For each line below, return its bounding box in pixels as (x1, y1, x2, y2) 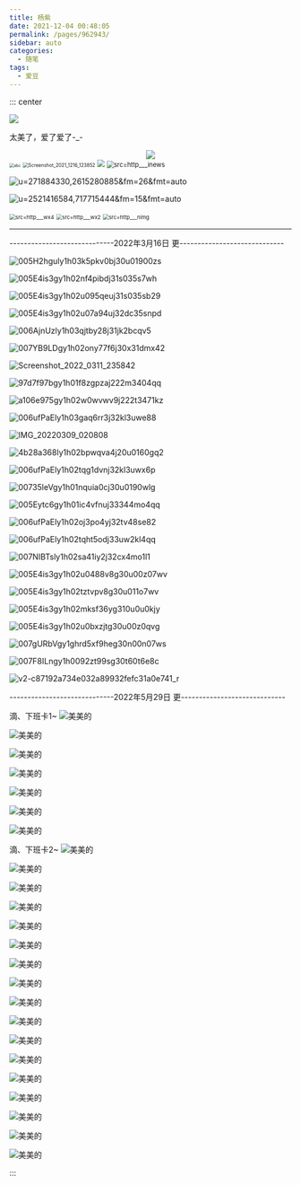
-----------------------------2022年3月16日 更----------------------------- (9, 237, 285, 248)
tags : (9, 64, 30, 73)
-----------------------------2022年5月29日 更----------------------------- (9, 691, 286, 702)
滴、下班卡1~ (9, 710, 57, 721)
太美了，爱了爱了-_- (9, 131, 83, 142)
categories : (9, 47, 54, 56)
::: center (9, 96, 43, 107)
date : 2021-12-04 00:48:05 (9, 22, 110, 31)
